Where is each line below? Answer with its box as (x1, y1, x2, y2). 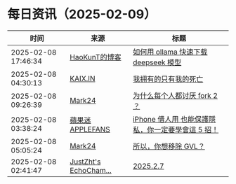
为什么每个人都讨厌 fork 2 (132, 90, 218, 100)
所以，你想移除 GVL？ (132, 141, 205, 151)
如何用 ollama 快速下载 (132, 47, 208, 57)
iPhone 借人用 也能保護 (132, 114, 209, 124)
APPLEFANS (70, 124, 110, 134)
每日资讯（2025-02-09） (7, 6, 157, 22)
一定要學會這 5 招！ (153, 125, 219, 134)
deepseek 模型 (132, 57, 182, 67)
